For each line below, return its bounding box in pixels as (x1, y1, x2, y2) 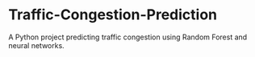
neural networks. (8, 40, 65, 50)
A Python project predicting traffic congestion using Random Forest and (8, 32, 248, 42)
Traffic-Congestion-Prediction (8, 6, 218, 24)
